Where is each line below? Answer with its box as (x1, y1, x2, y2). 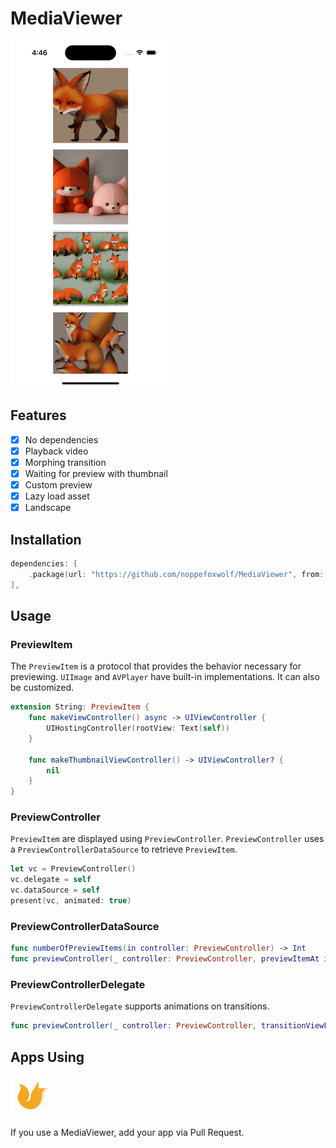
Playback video (24, 445, 89, 457)
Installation (10, 531, 82, 548)
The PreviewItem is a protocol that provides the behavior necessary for (10, 660, 302, 672)
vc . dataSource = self (10, 885, 101, 896)
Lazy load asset (24, 490, 90, 502)
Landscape (24, 502, 72, 514)
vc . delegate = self (10, 875, 92, 885)
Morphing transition (24, 456, 107, 468)
